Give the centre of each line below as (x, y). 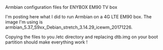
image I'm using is (24, 22)
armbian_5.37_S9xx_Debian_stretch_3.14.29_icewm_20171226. (69, 27)
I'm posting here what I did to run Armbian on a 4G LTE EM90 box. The (78, 17)
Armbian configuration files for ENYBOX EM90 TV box (61, 7)
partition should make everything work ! (47, 42)
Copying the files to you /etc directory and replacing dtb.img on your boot (82, 37)
